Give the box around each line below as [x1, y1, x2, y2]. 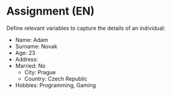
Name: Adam [15, 36, 48, 43]
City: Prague [24, 68, 56, 76]
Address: [15, 55, 38, 63]
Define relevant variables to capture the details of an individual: [6, 24, 166, 32]
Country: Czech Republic [24, 75, 87, 82]
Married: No [15, 62, 46, 69]
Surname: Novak [15, 43, 58, 50]
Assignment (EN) [6, 4, 95, 18]
